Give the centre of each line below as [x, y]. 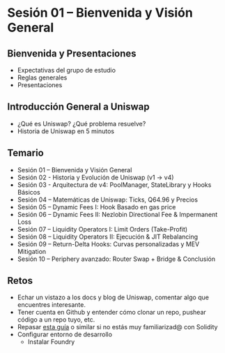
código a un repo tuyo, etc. [56, 320]
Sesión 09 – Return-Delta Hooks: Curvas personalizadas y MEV [108, 244]
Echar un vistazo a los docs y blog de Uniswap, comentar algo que [113, 297]
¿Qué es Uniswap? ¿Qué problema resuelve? [82, 123]
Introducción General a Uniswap [78, 107]
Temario [25, 153]
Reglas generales [42, 77]
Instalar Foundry [51, 342]
